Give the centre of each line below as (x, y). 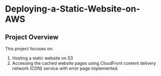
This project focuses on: (29, 49)
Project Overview (32, 37)
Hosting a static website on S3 (42, 58)
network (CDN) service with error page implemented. (65, 68)
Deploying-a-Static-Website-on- (73, 9)
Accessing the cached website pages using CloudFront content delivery (84, 63)
